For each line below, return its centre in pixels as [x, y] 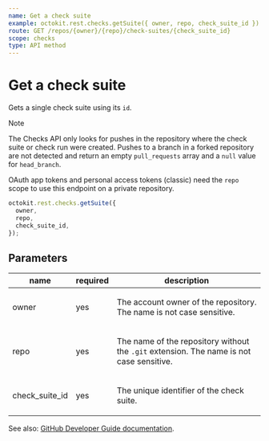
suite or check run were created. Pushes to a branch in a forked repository [131, 147]
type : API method [37, 46]
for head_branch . [35, 165]
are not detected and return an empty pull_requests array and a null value [132, 156]
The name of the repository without [183, 341]
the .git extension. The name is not [184, 352]
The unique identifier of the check [180, 390]
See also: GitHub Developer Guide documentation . [91, 429]
